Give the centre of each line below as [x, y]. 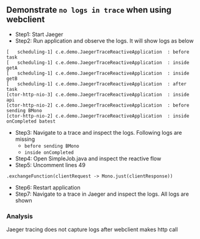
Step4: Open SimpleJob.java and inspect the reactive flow [88, 159]
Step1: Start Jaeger [39, 34]
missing [25, 139]
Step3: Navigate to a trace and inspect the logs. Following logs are [98, 132]
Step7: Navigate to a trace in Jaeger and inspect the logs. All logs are [102, 194]
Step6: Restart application [48, 187]
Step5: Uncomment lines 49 [50, 165]
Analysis [20, 216]
